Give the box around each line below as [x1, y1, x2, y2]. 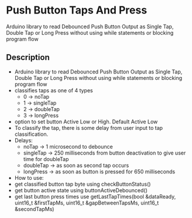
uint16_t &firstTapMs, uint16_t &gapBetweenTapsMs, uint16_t [14, 199, 159, 206]
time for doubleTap [23, 155, 69, 162]
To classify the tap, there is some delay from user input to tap [14, 124, 163, 131]
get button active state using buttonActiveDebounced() [14, 186, 148, 194]
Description [6, 52, 50, 62]
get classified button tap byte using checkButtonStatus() [14, 180, 151, 187]
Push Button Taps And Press [6, 4, 148, 17]
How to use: [14, 174, 44, 181]
